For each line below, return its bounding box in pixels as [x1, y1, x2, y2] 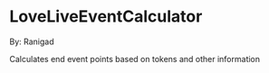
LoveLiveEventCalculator [9, 6, 203, 27]
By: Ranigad [9, 36, 54, 47]
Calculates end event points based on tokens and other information [9, 53, 261, 64]
